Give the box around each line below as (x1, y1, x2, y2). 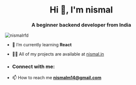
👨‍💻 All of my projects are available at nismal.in (12, 51, 104, 57)
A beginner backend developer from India (31, 22, 132, 28)
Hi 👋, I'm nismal (49, 4, 113, 15)
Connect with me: (12, 63, 55, 70)
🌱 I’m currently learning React (12, 42, 72, 48)
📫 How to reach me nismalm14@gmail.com (12, 74, 102, 80)
